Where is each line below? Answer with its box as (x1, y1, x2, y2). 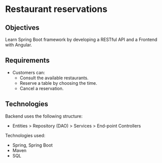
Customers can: (12, 69, 45, 75)
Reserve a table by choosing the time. (19, 80, 97, 86)
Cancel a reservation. (19, 85, 64, 91)
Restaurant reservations (5, 3, 108, 15)
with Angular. (5, 42, 32, 48)
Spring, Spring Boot (12, 142, 53, 148)
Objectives (5, 23, 40, 32)
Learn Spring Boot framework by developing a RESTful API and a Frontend (5, 36, 158, 42)
